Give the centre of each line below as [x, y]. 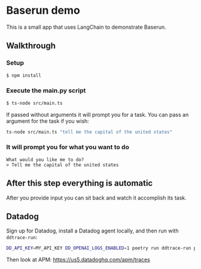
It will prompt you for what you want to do [68, 147]
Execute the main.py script [46, 90]
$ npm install [24, 75]
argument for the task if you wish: [48, 121]
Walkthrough [31, 46]
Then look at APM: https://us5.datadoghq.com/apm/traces [78, 260]
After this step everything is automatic [80, 183]
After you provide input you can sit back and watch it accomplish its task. [96, 198]
